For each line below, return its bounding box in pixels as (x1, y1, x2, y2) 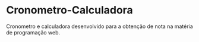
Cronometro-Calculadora (6, 3, 134, 17)
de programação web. (6, 29, 61, 36)
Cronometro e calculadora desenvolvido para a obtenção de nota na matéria (6, 23, 193, 30)
